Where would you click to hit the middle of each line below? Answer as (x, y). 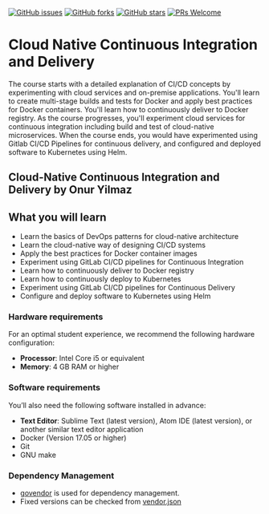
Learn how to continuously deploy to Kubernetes (100, 279)
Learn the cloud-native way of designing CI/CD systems (113, 245)
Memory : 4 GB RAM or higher (69, 367)
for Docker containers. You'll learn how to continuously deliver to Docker (128, 109)
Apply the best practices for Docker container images (109, 253)
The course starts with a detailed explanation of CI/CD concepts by (120, 83)
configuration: (31, 343)
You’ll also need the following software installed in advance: (107, 405)
